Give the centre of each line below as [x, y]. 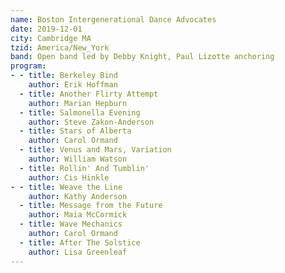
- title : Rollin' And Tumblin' [84, 168]
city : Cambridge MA [51, 38]
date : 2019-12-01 [46, 29]
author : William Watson [78, 159]
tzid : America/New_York [60, 47]
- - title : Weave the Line [66, 187]
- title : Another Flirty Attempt [89, 94]
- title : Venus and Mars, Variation [95, 150]
